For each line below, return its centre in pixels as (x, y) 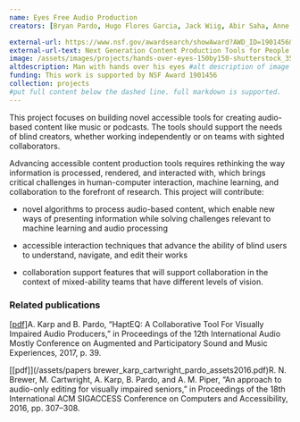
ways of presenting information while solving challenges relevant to (146, 218)
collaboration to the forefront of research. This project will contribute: (137, 191)
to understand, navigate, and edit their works (105, 255)
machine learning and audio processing (95, 228)
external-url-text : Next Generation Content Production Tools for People (150, 50)
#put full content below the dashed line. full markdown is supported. (145, 92)
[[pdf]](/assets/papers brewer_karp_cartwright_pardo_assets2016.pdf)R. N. (148, 370)
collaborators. (35, 146)
